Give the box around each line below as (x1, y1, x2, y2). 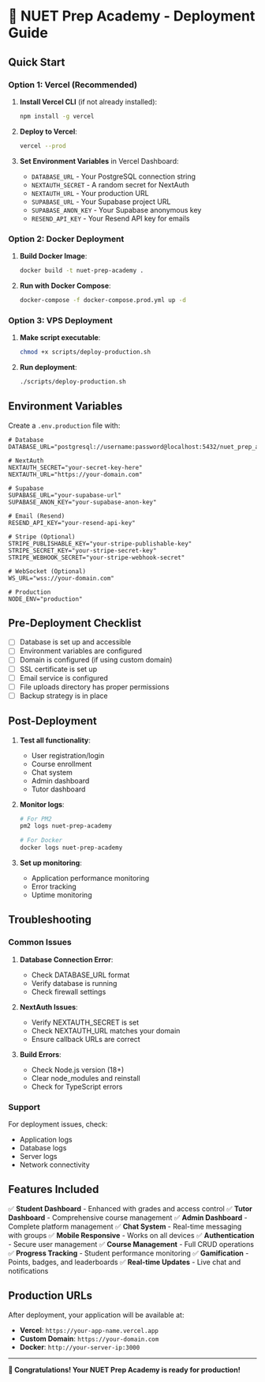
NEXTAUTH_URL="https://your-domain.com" (8, 470, 144, 478)
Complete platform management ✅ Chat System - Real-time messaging (8, 1222, 242, 1231)
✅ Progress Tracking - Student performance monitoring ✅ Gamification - (8, 1248, 249, 1258)
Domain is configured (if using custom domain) (19, 655, 173, 665)
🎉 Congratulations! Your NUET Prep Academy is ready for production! (8, 1365, 241, 1374)
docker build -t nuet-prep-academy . (19, 266, 144, 274)
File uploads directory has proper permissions (19, 682, 170, 691)
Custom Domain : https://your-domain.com (19, 1334, 159, 1343)
